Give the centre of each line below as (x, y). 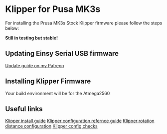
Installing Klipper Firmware (48, 81)
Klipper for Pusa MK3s (53, 9)
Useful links (24, 109)
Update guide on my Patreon (35, 65)
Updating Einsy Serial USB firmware (62, 54)
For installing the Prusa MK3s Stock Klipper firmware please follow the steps (84, 23)
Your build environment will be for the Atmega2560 (58, 93)
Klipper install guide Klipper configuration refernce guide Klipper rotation (80, 121)
